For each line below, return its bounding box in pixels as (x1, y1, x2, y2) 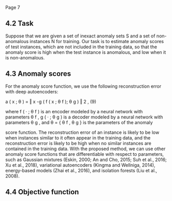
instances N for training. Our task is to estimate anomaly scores (30, 38, 164, 44)
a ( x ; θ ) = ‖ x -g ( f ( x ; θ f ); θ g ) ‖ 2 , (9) (5, 98, 97, 105)
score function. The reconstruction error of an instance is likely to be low (5, 129, 160, 135)
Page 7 (5, 5, 21, 10)
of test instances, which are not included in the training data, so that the (5, 44, 158, 50)
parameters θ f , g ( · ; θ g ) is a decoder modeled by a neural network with (5, 114, 163, 120)
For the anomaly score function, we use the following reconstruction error (5, 83, 162, 89)
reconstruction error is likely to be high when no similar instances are (5, 140, 151, 146)
